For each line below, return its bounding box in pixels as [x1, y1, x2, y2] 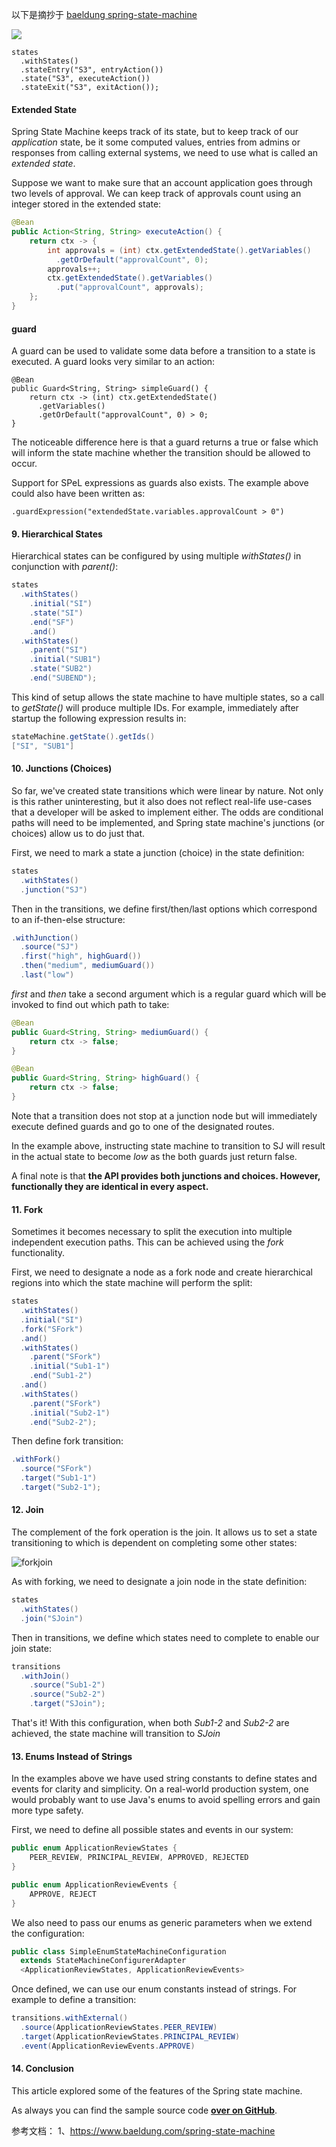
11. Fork [11, 1203, 44, 1215]
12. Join [11, 1504, 44, 1516]
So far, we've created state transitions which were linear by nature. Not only [11, 784, 324, 797]
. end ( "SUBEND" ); [29, 673, 98, 683]
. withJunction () [11, 933, 79, 943]
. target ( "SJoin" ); [29, 1699, 106, 1709]
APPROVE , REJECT [29, 1889, 98, 1899]
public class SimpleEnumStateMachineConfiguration [11, 1946, 227, 1957]
